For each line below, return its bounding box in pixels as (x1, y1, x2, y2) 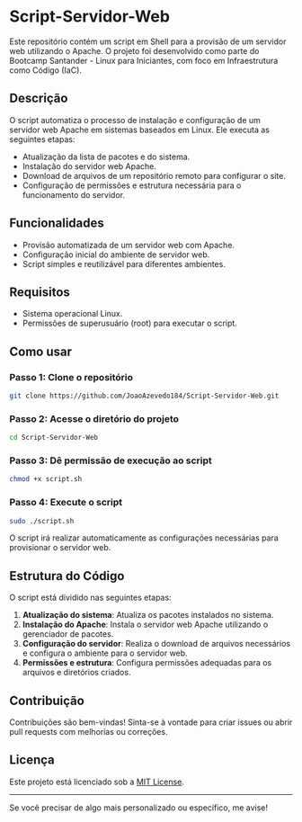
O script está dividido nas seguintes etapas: (9, 592, 173, 603)
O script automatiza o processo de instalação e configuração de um (9, 114, 261, 125)
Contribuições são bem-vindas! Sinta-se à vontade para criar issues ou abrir (9, 717, 293, 728)
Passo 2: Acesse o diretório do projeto (9, 412, 180, 424)
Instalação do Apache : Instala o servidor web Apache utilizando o (22, 619, 269, 630)
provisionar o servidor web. (9, 542, 111, 553)
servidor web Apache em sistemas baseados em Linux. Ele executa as (9, 124, 271, 135)
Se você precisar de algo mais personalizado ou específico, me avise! (9, 802, 268, 813)
